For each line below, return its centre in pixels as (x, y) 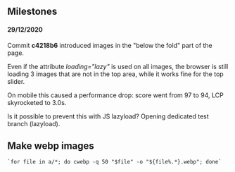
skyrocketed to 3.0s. (37, 102)
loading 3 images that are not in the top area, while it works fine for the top (115, 74)
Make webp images (51, 146)
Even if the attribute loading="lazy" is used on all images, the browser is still (118, 66)
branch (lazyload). (34, 123)
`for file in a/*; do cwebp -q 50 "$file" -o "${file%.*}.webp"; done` (114, 162)
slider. (16, 81)
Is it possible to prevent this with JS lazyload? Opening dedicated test (108, 116)
